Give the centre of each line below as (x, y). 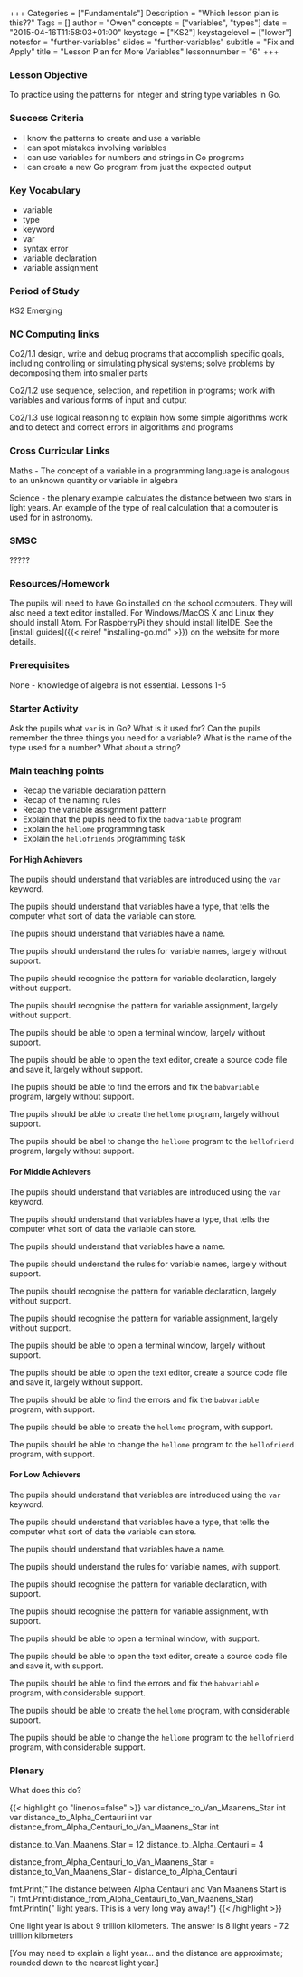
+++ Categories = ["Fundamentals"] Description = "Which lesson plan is (144, 13)
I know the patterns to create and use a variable (111, 138)
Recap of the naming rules (71, 800)
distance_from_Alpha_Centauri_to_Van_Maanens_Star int (114, 1827)
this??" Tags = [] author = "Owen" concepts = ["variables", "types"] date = (148, 23)
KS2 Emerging (36, 310)
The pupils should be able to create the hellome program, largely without (144, 1114)
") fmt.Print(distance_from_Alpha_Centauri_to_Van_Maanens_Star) (132, 1899)
